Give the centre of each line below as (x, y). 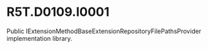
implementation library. (39, 38)
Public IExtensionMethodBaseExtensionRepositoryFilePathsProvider (104, 31)
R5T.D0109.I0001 (58, 12)
